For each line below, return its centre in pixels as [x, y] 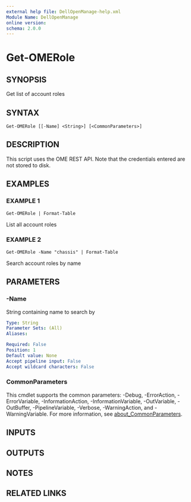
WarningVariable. [27, 414]
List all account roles [32, 225]
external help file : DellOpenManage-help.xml [63, 12]
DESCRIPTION [33, 144]
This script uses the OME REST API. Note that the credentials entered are [96, 159]
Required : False [26, 345]
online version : [26, 23]
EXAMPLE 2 [24, 240]
